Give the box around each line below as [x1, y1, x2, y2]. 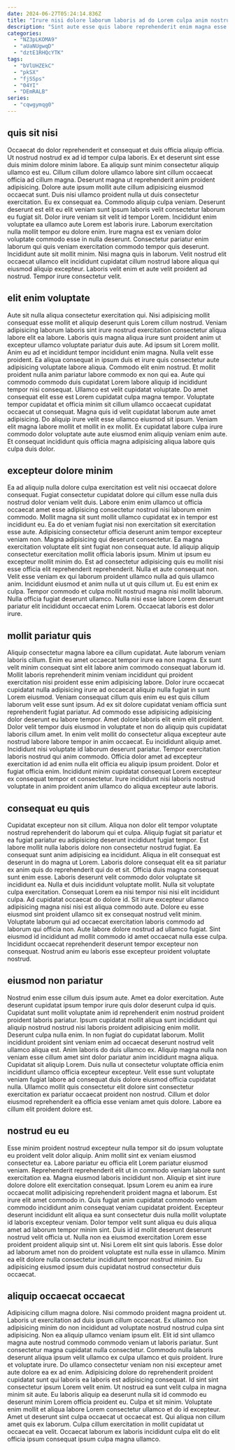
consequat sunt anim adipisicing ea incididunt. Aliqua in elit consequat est [7, 850, 220, 859]
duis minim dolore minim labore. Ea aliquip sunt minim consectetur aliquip [7, 160, 219, 168]
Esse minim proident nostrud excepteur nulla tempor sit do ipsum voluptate [7, 1144, 224, 1152]
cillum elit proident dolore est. [7, 1105, 93, 1113]
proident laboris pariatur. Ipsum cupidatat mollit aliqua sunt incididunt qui [7, 1015, 218, 1024]
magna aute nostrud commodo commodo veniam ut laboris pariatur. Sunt [7, 1338, 218, 1347]
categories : [7, 29, 42, 37]
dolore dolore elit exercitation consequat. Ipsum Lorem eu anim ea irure [7, 1181, 213, 1189]
